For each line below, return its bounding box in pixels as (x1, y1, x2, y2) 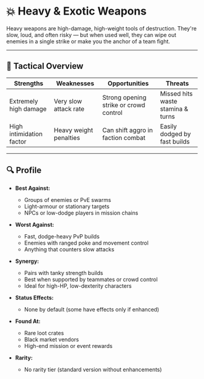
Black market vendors (24, 336, 79, 343)
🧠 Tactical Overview (6, 61, 84, 71)
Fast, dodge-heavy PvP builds (24, 232, 100, 240)
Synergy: (15, 257, 39, 265)
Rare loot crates (24, 329, 64, 336)
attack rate (53, 105, 85, 113)
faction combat (102, 133, 146, 142)
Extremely (9, 97, 38, 105)
